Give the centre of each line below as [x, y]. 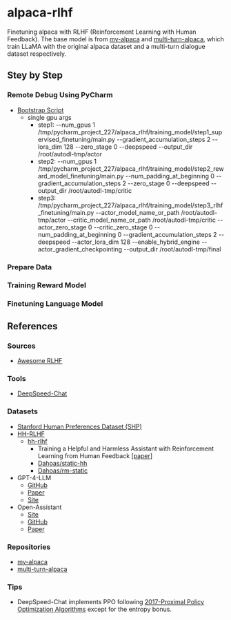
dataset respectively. [37, 54]
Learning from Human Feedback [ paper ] [95, 455]
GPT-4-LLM [34, 477]
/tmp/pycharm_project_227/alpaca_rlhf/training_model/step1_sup [130, 132]
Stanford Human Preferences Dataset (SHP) [80, 426]
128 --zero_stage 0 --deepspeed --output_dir [128, 147]
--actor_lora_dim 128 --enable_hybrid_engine [135, 242]
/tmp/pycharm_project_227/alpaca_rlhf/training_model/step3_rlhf [130, 205]
